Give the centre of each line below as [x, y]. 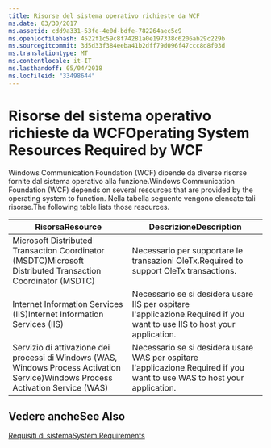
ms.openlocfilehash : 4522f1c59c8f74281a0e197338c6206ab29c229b [117, 38]
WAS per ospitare [165, 358]
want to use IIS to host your [183, 324]
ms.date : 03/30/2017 [43, 23]
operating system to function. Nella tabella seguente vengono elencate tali [132, 198]
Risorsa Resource [69, 227]
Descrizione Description [195, 227]
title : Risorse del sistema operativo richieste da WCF [104, 16]
